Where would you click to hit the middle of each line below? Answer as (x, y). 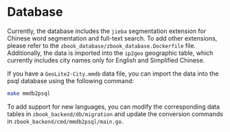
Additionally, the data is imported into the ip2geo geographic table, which (110, 53)
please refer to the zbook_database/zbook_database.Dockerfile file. (102, 45)
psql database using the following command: (71, 80)
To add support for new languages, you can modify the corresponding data (114, 107)
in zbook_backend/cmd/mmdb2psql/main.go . (65, 121)
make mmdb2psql (29, 93)
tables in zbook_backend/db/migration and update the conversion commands (115, 113)
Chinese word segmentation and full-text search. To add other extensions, (112, 38)
